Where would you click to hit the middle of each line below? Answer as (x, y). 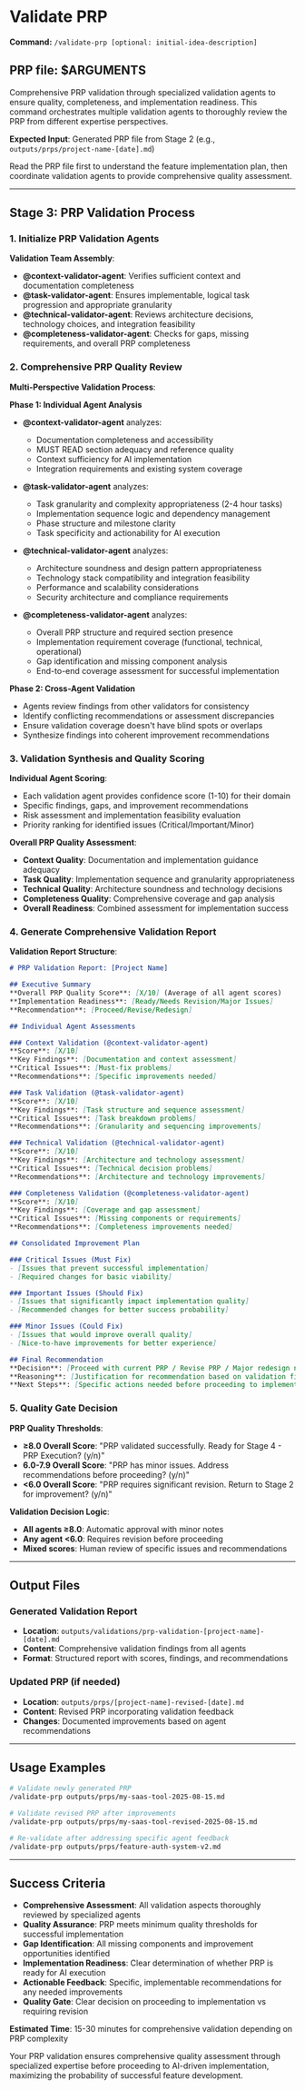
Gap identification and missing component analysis (132, 661)
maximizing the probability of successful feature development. (126, 2075)
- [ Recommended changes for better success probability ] (119, 1310)
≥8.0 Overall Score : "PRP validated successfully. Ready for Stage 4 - (152, 1445)
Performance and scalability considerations (118, 587)
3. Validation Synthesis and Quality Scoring (107, 758)
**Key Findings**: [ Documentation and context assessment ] (123, 1060)
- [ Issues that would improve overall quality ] (101, 1335)
